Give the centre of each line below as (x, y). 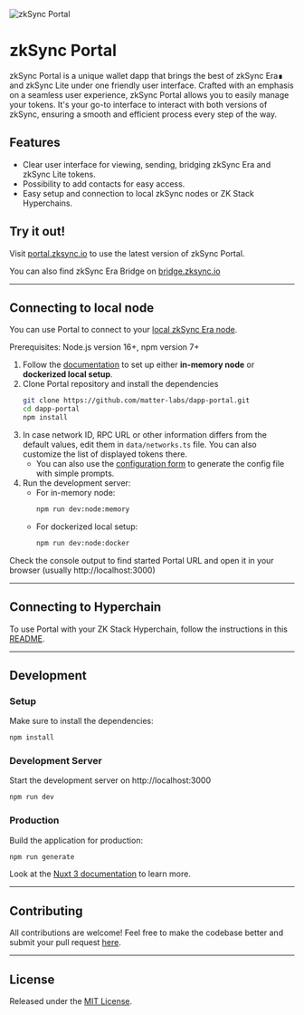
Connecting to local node (82, 308)
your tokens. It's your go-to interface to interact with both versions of (138, 104)
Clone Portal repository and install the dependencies (120, 384)
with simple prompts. (75, 473)
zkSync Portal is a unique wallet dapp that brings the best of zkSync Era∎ (146, 75)
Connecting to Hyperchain (85, 607)
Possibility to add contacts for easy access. (104, 184)
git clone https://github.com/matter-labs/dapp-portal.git (136, 401)
